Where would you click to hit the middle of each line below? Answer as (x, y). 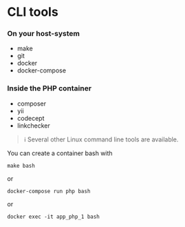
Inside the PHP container (49, 88)
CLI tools (33, 12)
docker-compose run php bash (49, 191)
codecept (31, 118)
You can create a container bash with (60, 153)
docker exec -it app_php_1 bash (53, 217)
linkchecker (33, 126)
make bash (21, 166)
